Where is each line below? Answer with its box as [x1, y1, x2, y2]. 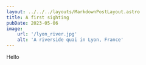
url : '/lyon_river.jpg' [17, 31, 78, 37]
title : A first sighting [6, 14, 69, 20]
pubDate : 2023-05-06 [6, 20, 59, 26]
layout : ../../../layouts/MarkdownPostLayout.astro [6, 8, 140, 15]
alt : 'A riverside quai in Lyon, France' [17, 37, 123, 43]
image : [6, 25, 23, 32]
